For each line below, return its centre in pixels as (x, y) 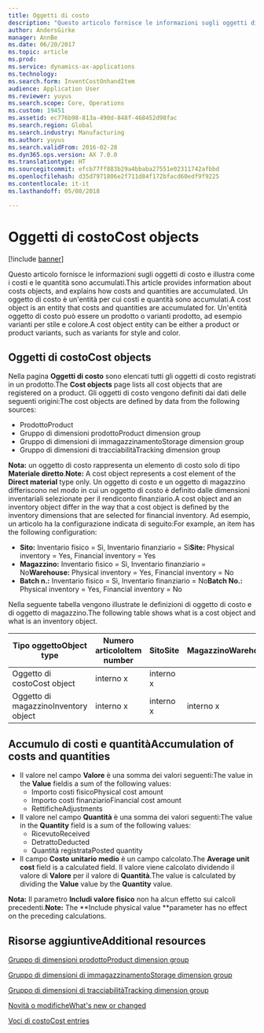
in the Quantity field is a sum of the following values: (105, 826)
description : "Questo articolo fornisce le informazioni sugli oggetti (128, 23)
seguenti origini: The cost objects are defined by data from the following (124, 402)
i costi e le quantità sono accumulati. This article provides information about (130, 282)
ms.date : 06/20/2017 (42, 45)
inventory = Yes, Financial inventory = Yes (88, 556)
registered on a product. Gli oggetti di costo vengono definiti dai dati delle (127, 393)
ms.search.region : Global (50, 125)
